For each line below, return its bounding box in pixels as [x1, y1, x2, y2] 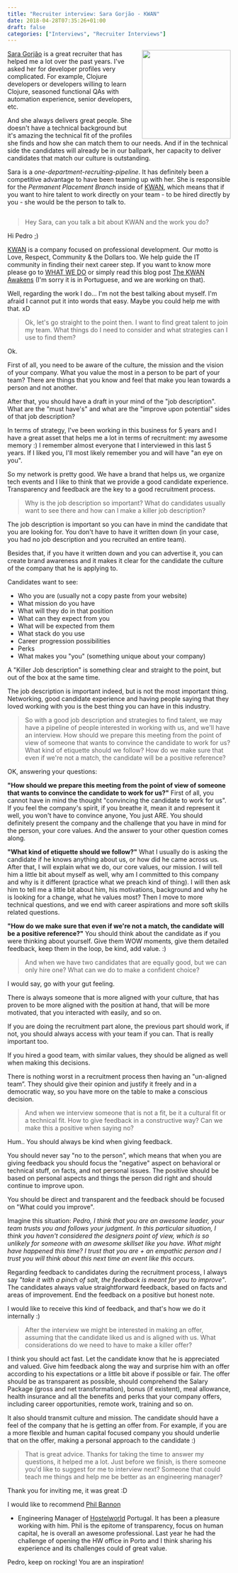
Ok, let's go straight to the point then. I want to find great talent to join [24, 318, 229, 327]
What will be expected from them [17, 622, 115, 631]
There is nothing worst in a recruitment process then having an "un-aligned [7, 1072, 227, 1081]
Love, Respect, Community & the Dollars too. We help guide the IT [7, 253, 200, 261]
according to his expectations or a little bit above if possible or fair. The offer [7, 1370, 230, 1378]
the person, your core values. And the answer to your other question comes [7, 827, 229, 835]
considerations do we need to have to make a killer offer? [24, 1341, 193, 1349]
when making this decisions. [7, 1059, 91, 1067]
